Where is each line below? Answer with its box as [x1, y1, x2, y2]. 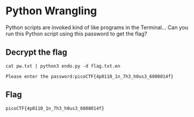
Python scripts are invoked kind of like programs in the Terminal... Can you [5, 24, 189, 31]
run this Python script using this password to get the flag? [5, 30, 148, 37]
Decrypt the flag [5, 48, 68, 58]
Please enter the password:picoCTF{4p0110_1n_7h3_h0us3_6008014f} [5, 73, 174, 80]
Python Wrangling [5, 4, 98, 18]
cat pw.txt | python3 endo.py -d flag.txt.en [5, 63, 120, 69]
